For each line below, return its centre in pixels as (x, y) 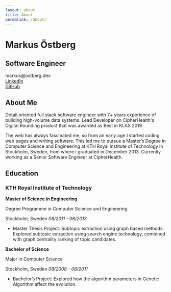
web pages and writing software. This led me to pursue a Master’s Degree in (86, 141)
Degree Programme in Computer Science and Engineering (66, 208)
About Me (21, 102)
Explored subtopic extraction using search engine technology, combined (89, 234)
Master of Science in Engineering (41, 199)
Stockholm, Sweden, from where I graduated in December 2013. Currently (83, 152)
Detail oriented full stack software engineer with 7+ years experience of (81, 115)
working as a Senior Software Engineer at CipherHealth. (64, 157)
